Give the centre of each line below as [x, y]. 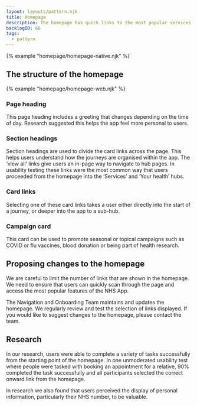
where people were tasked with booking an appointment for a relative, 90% [98, 366]
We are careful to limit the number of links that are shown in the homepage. [98, 278]
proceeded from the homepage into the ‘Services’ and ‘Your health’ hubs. [95, 176]
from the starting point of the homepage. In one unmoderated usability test [97, 360]
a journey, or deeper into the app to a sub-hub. [63, 211]
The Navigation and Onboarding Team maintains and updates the [85, 302]
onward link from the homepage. [46, 379]
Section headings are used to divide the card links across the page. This [94, 151]
